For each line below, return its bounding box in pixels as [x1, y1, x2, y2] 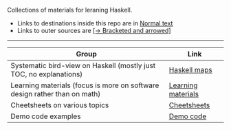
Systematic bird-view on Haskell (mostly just [10, 61, 156, 70]
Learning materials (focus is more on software [10, 80, 159, 90]
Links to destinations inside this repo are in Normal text [16, 19, 173, 27]
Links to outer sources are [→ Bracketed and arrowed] [16, 27, 171, 34]
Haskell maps [168, 65, 212, 74]
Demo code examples [10, 111, 81, 121]
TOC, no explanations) [10, 69, 83, 78]
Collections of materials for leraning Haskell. [7, 6, 133, 14]
